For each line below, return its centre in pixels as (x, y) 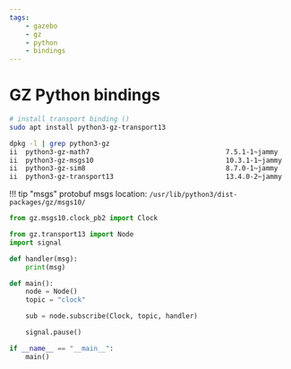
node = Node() (51, 292)
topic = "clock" (56, 300)
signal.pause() (54, 332)
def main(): (31, 283)
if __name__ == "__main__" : (62, 348)
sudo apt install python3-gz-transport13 (88, 127)
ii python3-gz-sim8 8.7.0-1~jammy (144, 168)
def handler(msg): (43, 259)
